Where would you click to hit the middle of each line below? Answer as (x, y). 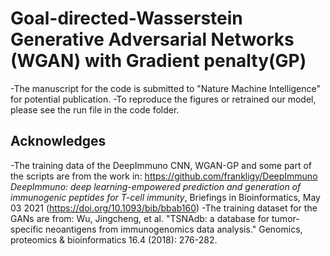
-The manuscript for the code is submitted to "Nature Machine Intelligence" (166, 88)
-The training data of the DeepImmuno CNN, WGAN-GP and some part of (161, 165)
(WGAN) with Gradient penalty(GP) (158, 61)
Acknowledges (58, 141)
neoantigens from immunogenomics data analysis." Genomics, (174, 229)
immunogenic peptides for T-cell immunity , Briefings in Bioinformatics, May (165, 197)
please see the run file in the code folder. (95, 109)
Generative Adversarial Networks (152, 39)
